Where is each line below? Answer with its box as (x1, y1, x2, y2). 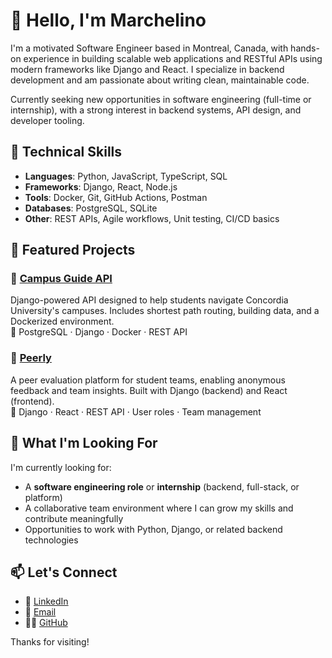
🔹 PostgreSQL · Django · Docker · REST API (10, 326, 188, 338)
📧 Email (24, 606, 57, 618)
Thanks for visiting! (10, 636, 90, 648)
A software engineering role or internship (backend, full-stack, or (24, 480, 300, 493)
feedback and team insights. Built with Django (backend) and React (10, 384, 288, 396)
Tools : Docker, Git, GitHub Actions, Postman (24, 191, 208, 203)
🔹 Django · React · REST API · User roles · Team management (10, 405, 262, 418)
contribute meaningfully (24, 512, 124, 524)
